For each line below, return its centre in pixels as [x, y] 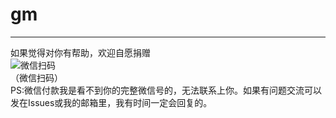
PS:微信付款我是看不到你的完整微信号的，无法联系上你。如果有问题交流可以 [166, 90]
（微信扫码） [36, 77]
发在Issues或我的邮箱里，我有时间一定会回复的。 [111, 102]
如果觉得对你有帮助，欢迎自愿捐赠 [80, 52]
